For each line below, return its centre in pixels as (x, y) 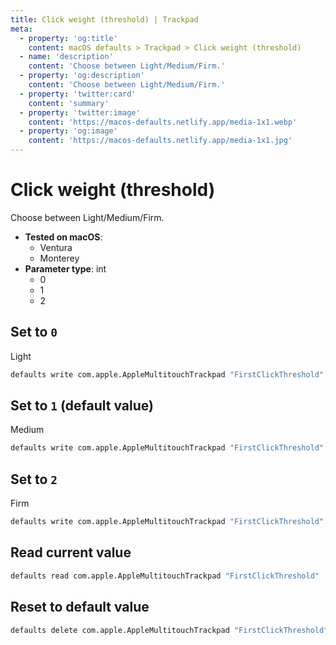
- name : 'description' (66, 57)
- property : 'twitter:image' (80, 112)
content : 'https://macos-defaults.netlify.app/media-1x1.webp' (163, 122)
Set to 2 (34, 479)
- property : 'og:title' (68, 38)
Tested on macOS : (63, 237)
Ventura (56, 247)
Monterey (59, 258)
